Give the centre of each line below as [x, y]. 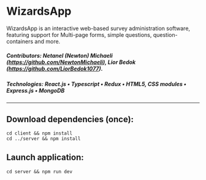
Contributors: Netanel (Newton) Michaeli [60, 55]
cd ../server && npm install [44, 139]
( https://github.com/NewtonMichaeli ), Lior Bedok [71, 62]
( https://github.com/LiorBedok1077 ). [55, 68]
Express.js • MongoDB [36, 90]
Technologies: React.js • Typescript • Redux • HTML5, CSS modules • [97, 84]
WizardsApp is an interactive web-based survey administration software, [98, 28]
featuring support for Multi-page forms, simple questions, [79, 34]
